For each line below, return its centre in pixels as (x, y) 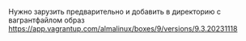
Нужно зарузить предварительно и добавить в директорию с (115, 12)
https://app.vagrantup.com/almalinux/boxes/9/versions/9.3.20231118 (123, 29)
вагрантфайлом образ (47, 20)
